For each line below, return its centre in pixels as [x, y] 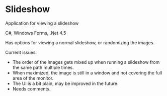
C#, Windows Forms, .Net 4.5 [36, 33]
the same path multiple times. [43, 67]
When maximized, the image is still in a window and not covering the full [87, 73]
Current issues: [21, 52]
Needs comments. [31, 88]
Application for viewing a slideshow [42, 23]
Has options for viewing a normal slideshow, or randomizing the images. [80, 42]
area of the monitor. [33, 78]
